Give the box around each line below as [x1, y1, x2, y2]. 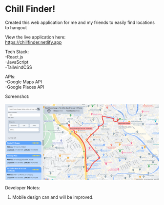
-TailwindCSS [5, 64, 32, 70]
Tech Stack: [5, 49, 29, 55]
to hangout [5, 24, 27, 30]
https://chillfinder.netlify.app [5, 39, 62, 45]
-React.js [5, 54, 23, 59]
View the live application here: [5, 34, 66, 40]
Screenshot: [5, 93, 30, 99]
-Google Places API [5, 84, 44, 90]
